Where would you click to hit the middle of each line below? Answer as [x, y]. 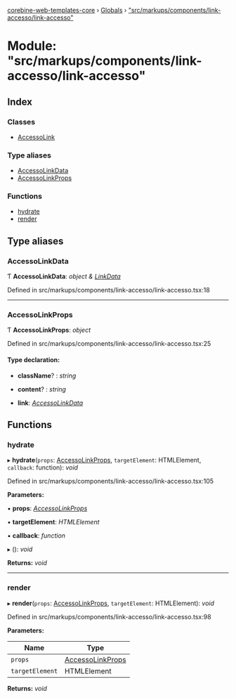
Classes [21, 122]
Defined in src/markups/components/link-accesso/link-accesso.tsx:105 [111, 482]
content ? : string [42, 389]
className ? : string [47, 375]
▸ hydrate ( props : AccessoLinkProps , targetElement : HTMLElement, [104, 460]
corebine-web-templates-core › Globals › [67, 10]
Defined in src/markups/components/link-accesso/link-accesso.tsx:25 [109, 344]
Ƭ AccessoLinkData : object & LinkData [64, 276]
